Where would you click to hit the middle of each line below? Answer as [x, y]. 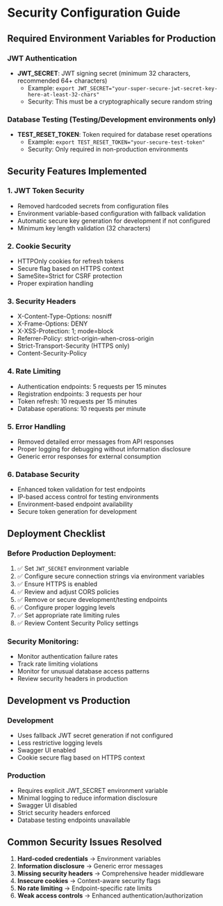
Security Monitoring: [43, 641]
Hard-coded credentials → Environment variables [89, 859]
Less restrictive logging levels [60, 743]
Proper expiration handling [55, 283]
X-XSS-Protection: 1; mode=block [65, 331]
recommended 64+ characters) [62, 81]
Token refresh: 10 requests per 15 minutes [77, 401]
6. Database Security [43, 474]
